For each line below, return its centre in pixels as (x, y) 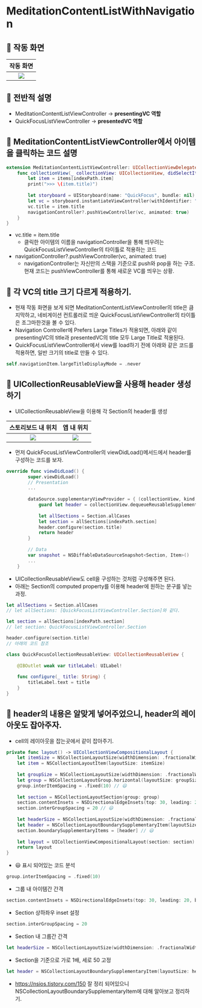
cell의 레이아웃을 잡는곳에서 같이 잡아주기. (64, 741)
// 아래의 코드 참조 (28, 643)
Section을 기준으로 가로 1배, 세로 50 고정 (63, 960)
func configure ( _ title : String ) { (62, 677)
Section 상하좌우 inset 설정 (47, 912)
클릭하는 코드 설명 (46, 153)
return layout (35, 847)
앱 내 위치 (75, 428)
